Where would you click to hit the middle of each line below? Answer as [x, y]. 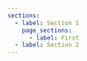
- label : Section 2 [47, 45]
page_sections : [47, 30]
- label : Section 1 [47, 23]
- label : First [54, 38]
